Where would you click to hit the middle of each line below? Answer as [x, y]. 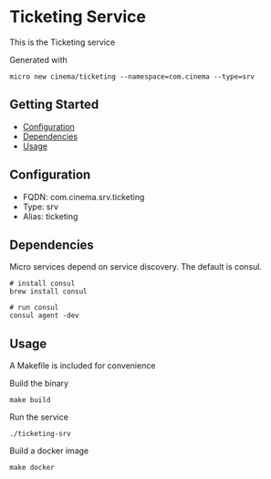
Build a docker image [49, 451]
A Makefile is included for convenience [83, 366]
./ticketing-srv [40, 434]
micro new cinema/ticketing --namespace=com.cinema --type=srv [132, 76]
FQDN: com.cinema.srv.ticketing [83, 197]
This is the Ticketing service [63, 42]
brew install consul [49, 292]
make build [30, 400]
